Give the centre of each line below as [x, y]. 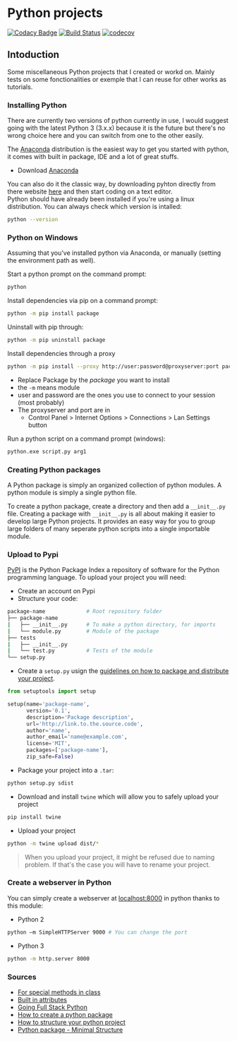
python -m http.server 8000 [49, 958]
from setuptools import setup [52, 691]
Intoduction [34, 55]
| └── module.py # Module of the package [83, 631]
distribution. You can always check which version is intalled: [95, 207]
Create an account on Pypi [56, 591]
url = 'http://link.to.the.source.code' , [84, 724]
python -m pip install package [53, 314]
